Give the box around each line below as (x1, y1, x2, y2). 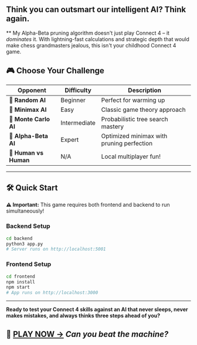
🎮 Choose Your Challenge (6, 66, 104, 76)
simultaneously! (6, 207, 45, 214)
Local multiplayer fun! (101, 152, 161, 160)
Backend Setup (6, 222, 51, 230)
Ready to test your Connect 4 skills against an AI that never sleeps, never (6, 306, 189, 313)
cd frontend (6, 274, 35, 279)
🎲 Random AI (9, 96, 46, 104)
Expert (60, 135, 79, 144)
